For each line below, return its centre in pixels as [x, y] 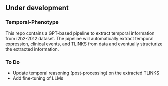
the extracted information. [32, 49]
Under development [37, 8]
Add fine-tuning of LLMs [38, 78]
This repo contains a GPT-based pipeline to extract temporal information [80, 33]
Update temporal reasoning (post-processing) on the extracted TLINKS [86, 73]
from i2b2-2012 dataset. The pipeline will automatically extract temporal [79, 38]
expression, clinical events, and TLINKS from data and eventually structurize [84, 44]
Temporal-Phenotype [32, 22]
